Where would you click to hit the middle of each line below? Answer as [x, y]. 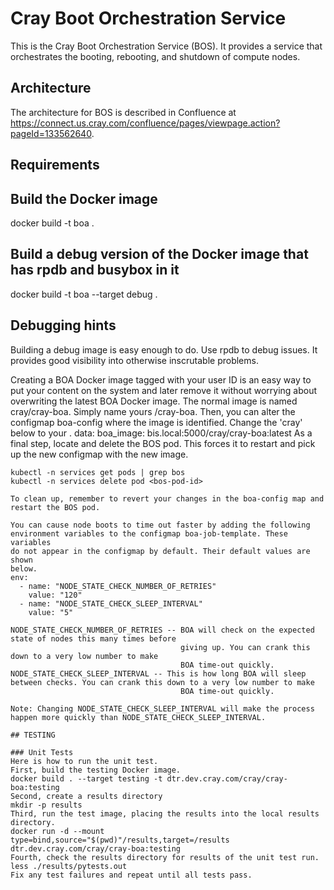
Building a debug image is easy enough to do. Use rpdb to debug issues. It [164, 349]
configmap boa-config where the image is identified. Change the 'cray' [156, 422]
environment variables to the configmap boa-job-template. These [149, 533]
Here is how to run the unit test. [84, 761]
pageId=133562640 [51, 133]
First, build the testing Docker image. [96, 770]
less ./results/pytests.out [69, 866]
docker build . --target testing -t [86, 778]
